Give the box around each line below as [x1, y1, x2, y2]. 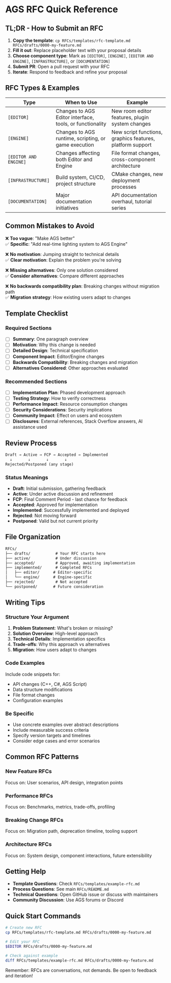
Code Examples [5, 659, 45, 666]
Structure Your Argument [5, 613, 70, 620]
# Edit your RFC [5, 939, 40, 944]
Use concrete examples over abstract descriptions [12, 721, 119, 728]
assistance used [12, 424, 47, 430]
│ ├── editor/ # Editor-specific [5, 570, 93, 575]
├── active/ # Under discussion [5, 556, 97, 561]
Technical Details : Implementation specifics [12, 636, 106, 642]
